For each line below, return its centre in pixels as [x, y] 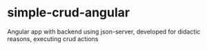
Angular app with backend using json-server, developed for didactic [104, 32]
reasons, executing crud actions [53, 38]
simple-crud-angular [68, 13]
